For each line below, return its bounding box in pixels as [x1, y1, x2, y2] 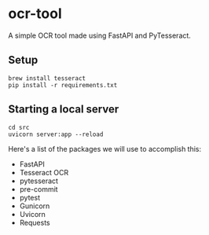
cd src [8, 123, 30, 131]
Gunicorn [19, 201, 50, 211]
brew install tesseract [8, 74, 86, 83]
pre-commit [19, 184, 58, 193]
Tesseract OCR [19, 167, 69, 177]
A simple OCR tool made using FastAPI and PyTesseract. [8, 31, 191, 40]
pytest [19, 193, 41, 202]
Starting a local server [8, 103, 119, 116]
